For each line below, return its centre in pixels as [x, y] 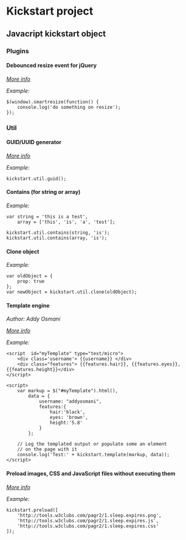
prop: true [31, 282]
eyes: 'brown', [69, 418]
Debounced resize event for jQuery [52, 66]
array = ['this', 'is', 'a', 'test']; [66, 222]
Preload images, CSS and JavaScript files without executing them [91, 474]
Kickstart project [50, 11]
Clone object [23, 251]
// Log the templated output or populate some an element [92, 444]
